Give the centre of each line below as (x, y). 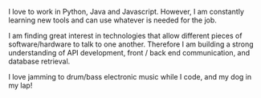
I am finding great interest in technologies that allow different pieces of (125, 36)
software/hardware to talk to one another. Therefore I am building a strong (131, 44)
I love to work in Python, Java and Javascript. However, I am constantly (126, 12)
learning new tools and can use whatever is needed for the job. (112, 20)
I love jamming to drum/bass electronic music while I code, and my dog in (130, 77)
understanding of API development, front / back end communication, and (129, 53)
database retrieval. (39, 61)
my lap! (20, 85)
